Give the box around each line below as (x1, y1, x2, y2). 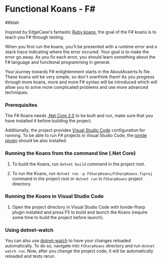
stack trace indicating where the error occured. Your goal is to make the (5, 49, 149, 55)
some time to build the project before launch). (12, 214, 104, 220)
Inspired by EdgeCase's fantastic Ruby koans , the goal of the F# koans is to (5, 29, 157, 35)
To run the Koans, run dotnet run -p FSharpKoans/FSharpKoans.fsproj (12, 170, 153, 176)
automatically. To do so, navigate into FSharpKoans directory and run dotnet (5, 243, 155, 249)
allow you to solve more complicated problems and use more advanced (5, 84, 148, 90)
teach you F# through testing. (5, 34, 65, 40)
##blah (5, 20, 19, 25)
